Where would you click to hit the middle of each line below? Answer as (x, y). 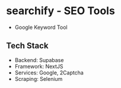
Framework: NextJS (39, 66)
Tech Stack (27, 46)
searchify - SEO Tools (61, 11)
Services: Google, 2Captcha (49, 73)
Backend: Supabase (39, 60)
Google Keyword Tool (41, 27)
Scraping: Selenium (39, 79)
